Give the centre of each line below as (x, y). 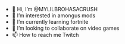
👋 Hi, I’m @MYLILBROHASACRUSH (55, 9)
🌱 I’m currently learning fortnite (50, 22)
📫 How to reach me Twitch (45, 35)
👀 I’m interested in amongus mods (54, 15)
